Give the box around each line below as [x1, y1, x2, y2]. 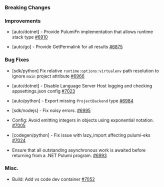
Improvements [4, 17, 41, 24]
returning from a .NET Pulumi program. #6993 [11, 152, 107, 158]
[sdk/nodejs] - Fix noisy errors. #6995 [11, 107, 91, 113]
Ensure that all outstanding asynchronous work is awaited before [11, 147, 146, 153]
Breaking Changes [4, 4, 51, 11]
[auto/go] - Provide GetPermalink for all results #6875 [11, 44, 123, 50]
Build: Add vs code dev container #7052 [11, 176, 95, 182]
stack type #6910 [11, 34, 48, 40]
